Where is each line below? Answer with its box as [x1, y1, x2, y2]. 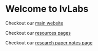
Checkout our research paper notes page [5, 39, 93, 46]
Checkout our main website [5, 20, 64, 26]
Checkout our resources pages [5, 30, 71, 36]
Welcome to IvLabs [5, 3, 89, 15]
